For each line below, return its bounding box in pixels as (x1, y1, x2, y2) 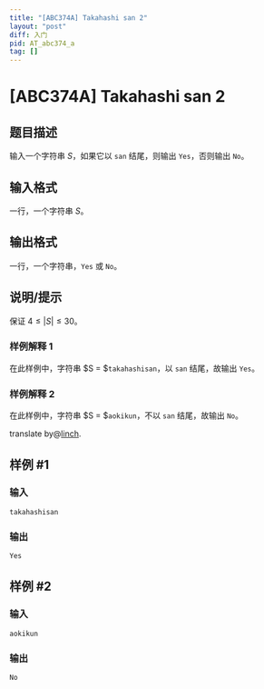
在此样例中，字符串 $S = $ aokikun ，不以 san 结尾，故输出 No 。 (9, 410, 243, 421)
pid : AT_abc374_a (9, 38, 75, 48)
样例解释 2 (9, 387, 55, 400)
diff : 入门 (9, 30, 48, 39)
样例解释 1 (9, 340, 54, 353)
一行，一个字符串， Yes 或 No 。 (9, 260, 122, 271)
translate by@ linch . (9, 428, 82, 439)
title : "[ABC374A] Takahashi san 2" (9, 13, 148, 23)
